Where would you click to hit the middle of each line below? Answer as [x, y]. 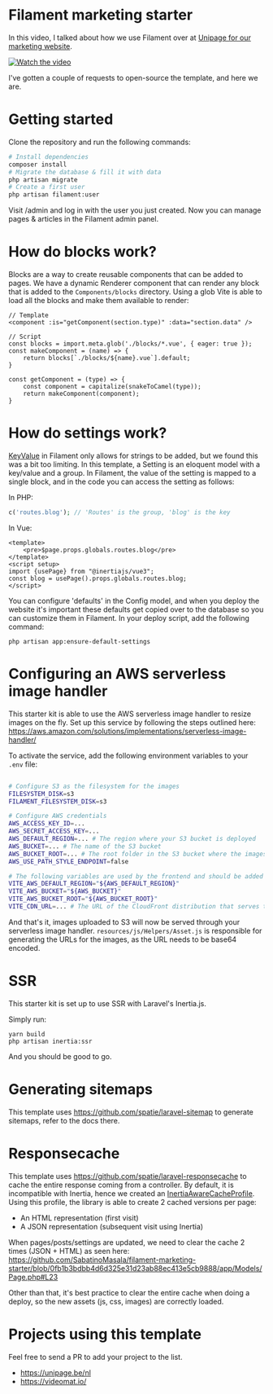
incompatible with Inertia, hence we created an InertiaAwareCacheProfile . [132, 1193]
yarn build [27, 1034]
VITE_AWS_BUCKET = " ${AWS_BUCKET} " [65, 891]
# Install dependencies [49, 156]
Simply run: [28, 1019]
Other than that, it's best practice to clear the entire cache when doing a [129, 1292]
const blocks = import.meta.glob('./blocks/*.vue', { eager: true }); [130, 344]
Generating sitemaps [80, 1090]
